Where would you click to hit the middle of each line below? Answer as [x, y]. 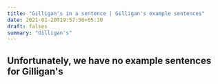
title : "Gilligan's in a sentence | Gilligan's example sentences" [106, 13]
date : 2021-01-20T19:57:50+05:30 [55, 20]
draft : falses [28, 26]
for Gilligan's [35, 71]
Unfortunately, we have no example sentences [109, 60]
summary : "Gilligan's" [40, 33]
